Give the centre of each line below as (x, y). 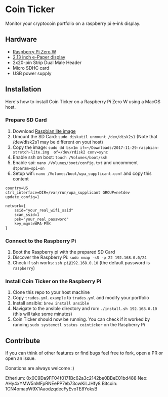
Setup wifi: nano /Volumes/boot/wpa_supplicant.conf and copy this (82, 173)
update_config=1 (22, 197)
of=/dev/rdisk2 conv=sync (81, 152)
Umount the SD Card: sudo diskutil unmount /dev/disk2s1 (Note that (85, 136)
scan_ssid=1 (27, 215)
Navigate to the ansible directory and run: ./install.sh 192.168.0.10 (85, 309)
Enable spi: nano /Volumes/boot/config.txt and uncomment (75, 162)
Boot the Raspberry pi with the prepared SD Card (64, 252)
